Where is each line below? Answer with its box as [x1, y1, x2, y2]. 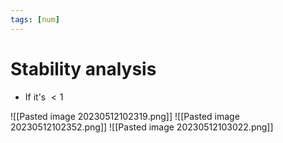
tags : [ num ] [10, 14, 60, 25]
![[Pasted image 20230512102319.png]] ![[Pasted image [10, 110, 240, 122]
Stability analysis [10, 57, 157, 80]
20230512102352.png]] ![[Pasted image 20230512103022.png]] [10, 121, 274, 133]
